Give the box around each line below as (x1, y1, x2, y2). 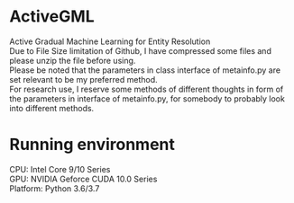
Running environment (9, 135, 176, 154)
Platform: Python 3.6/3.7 (9, 182, 100, 194)
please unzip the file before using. (9, 55, 136, 66)
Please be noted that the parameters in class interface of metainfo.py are (9, 65, 281, 75)
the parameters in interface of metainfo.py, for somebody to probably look (9, 93, 286, 104)
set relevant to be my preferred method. (9, 74, 158, 84)
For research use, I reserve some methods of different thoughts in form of (9, 84, 284, 94)
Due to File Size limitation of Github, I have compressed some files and (9, 45, 272, 56)
